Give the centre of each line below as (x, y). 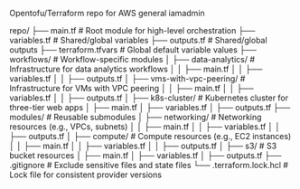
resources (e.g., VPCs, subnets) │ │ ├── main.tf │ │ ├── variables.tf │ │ (145, 127)
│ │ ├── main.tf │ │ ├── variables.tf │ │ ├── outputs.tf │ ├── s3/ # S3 (143, 146)
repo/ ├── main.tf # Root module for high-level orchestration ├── (132, 30)
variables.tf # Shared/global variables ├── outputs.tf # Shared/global (139, 40)
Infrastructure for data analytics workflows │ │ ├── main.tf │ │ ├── (136, 69)
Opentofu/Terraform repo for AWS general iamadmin (107, 13)
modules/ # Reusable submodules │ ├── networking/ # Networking (136, 117)
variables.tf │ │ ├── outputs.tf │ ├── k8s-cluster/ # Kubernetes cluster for (149, 98)
